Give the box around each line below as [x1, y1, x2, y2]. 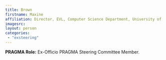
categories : [5, 30, 30, 35]
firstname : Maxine [5, 12, 43, 17]
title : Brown [5, 7, 32, 12]
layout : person [5, 26, 37, 31]
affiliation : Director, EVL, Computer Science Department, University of [5, 16, 162, 21]
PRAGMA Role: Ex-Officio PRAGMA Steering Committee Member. [5, 48, 140, 55]
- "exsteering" [7, 35, 39, 40]
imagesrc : [5, 21, 26, 26]
